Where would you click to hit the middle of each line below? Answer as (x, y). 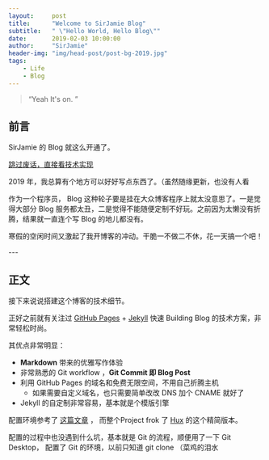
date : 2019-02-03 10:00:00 (65, 38)
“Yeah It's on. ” (53, 99)
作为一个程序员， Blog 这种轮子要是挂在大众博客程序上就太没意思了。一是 (131, 199)
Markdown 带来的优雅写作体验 (71, 363)
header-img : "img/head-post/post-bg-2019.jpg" (88, 53)
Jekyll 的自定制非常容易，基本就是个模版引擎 (95, 403)
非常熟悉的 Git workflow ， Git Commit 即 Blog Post (105, 373)
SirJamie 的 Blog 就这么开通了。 (61, 147)
